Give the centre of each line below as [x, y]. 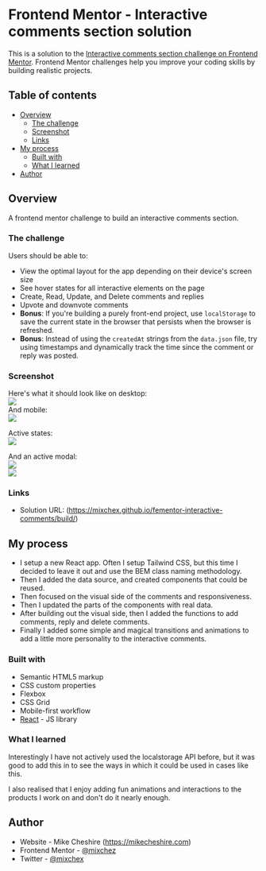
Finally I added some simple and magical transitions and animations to [134, 630]
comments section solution [100, 31]
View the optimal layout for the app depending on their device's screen [136, 271]
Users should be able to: [48, 255]
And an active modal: [43, 457]
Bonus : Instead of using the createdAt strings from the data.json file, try [139, 339]
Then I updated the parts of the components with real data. [116, 605]
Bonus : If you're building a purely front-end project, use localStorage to [138, 313]
